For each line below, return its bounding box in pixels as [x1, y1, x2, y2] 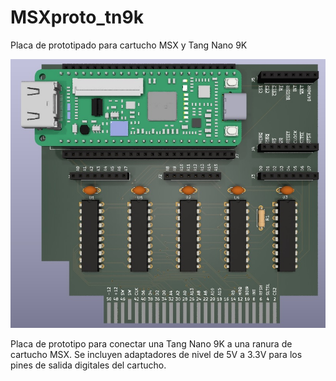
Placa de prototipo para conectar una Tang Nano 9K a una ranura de [10, 338, 293, 350]
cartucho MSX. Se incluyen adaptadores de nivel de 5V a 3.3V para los [10, 349, 303, 361]
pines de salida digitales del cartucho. [10, 359, 167, 371]
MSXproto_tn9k [10, 6, 144, 29]
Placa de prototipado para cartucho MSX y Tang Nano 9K [10, 39, 248, 51]
